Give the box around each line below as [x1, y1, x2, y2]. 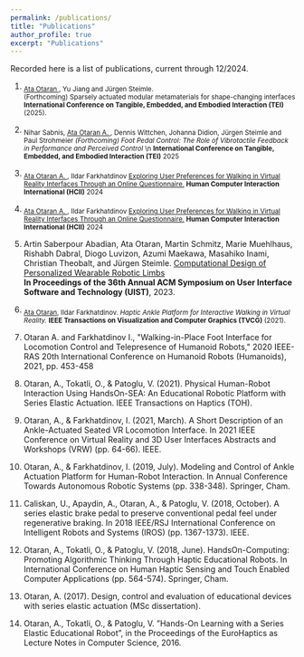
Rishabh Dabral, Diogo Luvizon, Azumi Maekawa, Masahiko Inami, [23, 248, 270, 259]
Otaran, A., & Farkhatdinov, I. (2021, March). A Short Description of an [23, 415, 283, 426]
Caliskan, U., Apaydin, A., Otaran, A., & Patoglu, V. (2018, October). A [23, 499, 280, 509]
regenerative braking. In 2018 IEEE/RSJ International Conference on [23, 518, 276, 528]
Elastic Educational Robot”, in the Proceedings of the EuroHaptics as [23, 628, 279, 639]
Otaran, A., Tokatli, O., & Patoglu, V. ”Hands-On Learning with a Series [23, 618, 284, 629]
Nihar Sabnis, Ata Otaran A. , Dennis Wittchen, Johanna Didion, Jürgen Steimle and [23, 128, 282, 137]
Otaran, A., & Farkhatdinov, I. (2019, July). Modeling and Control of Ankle [23, 462, 295, 472]
